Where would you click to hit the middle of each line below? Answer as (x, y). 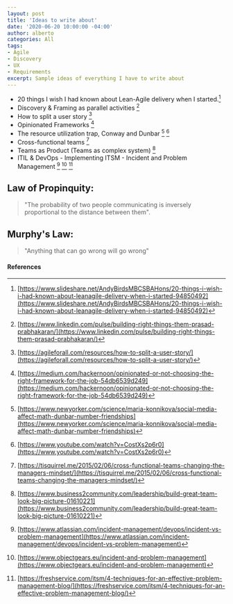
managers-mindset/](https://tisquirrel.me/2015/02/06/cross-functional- (119, 473)
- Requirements (29, 72)
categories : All (31, 40)
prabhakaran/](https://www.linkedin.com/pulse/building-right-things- (116, 332)
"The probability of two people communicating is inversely (108, 205)
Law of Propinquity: (51, 188)
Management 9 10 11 (45, 165)
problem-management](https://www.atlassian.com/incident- (103, 537)
